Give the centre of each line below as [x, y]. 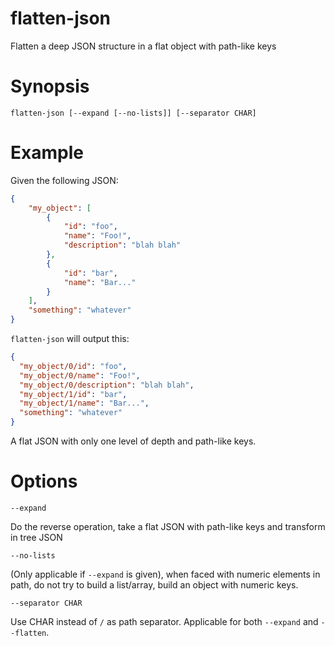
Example [47, 153]
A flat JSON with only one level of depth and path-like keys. [133, 441]
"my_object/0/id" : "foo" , [73, 366]
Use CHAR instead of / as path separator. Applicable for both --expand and [164, 621]
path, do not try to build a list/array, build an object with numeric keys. [154, 585]
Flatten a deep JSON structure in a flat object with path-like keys [143, 46]
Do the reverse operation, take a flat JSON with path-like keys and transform [168, 526]
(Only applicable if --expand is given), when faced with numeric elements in [165, 574]
